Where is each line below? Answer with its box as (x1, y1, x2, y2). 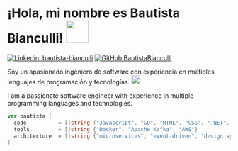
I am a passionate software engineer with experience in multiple (7, 91, 194, 100)
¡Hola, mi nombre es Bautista (7, 5, 181, 21)
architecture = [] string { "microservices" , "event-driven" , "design (13, 133, 223, 140)
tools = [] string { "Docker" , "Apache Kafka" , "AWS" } (13, 125, 198, 133)
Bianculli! (7, 30, 64, 47)
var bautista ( (7, 112, 52, 120)
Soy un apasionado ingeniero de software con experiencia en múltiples (7, 67, 215, 76)
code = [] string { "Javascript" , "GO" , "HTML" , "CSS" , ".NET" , (13, 119, 230, 126)
